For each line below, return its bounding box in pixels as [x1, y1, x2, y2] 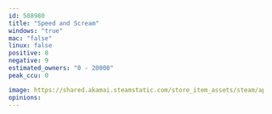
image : [8, 86, 31, 94]
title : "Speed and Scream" [8, 19, 100, 27]
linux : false [8, 42, 53, 50]
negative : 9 [8, 57, 49, 65]
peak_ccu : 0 [8, 71, 49, 79]
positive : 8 [8, 49, 49, 57]
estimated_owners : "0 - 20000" [8, 64, 114, 72]
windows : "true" [8, 26, 63, 35]
